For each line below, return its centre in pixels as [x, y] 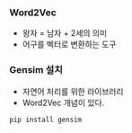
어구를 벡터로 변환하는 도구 [69, 44]
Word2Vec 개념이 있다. [63, 102]
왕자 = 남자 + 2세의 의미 [65, 33]
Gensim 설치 [36, 70]
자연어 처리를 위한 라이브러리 [73, 91]
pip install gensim [46, 120]
